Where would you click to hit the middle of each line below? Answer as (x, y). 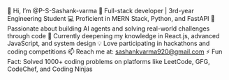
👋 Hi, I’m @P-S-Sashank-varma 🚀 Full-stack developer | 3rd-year (101, 11)
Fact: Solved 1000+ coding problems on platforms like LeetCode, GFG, (109, 62)
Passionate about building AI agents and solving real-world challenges (109, 29)
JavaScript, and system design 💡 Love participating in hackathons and (109, 43)
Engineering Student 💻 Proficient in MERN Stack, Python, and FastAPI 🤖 (111, 18)
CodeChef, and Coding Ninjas (50, 69)
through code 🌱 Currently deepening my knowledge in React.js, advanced (113, 36)
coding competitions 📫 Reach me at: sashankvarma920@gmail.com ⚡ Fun (115, 51)
